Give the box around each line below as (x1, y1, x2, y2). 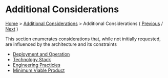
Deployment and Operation (12, 51, 70, 57)
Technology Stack (12, 56, 51, 62)
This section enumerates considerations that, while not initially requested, (5, 36, 161, 42)
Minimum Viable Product (12, 67, 65, 73)
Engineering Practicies (12, 62, 60, 68)
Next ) (5, 25, 18, 32)
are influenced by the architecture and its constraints (5, 41, 117, 47)
